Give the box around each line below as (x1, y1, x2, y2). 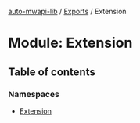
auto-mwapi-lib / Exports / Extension (8, 7, 127, 16)
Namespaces (8, 89, 60, 99)
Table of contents (8, 65, 95, 78)
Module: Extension (8, 34, 133, 52)
